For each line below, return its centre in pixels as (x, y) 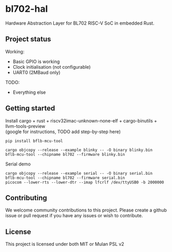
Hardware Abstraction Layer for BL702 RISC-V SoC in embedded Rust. (80, 23)
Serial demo (18, 164)
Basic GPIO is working (36, 61)
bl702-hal (26, 9)
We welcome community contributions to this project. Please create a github (86, 210)
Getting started (30, 108)
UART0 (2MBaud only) (36, 72)
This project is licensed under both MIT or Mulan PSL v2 (65, 244)
